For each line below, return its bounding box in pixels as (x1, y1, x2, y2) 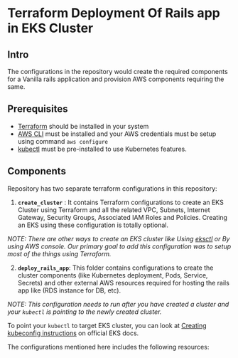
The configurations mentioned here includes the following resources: (7, 342, 210, 351)
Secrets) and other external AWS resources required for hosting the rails (17, 278, 229, 287)
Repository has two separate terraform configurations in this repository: (7, 184, 218, 193)
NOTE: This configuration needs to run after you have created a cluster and (7, 300, 229, 308)
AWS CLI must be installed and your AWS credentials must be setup (17, 130, 217, 138)
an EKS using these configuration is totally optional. (17, 221, 169, 229)
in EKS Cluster (7, 20, 94, 36)
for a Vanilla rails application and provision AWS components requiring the (7, 75, 225, 83)
